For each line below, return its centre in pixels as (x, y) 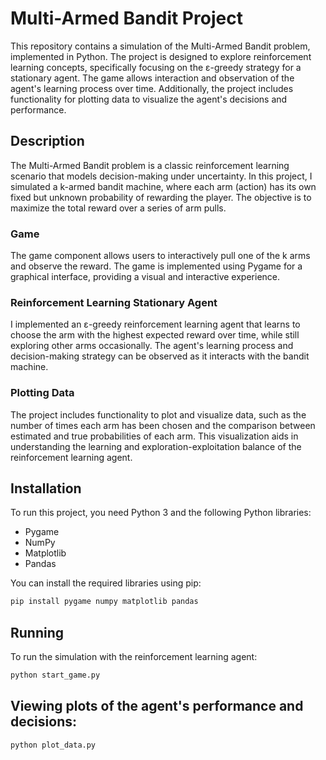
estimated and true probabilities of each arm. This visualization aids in (154, 436)
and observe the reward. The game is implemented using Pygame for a (156, 266)
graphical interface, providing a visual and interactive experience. (145, 277)
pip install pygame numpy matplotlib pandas (104, 602)
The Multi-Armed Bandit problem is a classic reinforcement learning (150, 165)
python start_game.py (55, 675)
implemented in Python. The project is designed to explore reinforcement (161, 56)
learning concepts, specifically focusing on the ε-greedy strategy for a (156, 67)
